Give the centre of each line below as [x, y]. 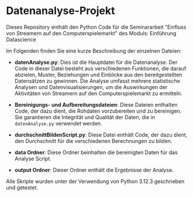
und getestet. [22, 187]
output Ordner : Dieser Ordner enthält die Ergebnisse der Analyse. [94, 170]
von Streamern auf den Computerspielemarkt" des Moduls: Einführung [91, 33]
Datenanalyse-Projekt [61, 11]
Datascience [21, 39]
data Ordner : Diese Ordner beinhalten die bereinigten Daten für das [96, 152]
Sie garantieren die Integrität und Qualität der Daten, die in [85, 117]
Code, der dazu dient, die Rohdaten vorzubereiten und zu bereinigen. [98, 111]
